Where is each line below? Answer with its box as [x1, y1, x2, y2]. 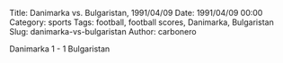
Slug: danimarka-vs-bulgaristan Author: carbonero [9, 27, 197, 36]
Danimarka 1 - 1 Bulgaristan [9, 43, 111, 54]
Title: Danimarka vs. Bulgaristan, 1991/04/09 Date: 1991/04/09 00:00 [9, 8, 263, 18]
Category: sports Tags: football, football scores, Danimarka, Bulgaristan [9, 17, 274, 28]
